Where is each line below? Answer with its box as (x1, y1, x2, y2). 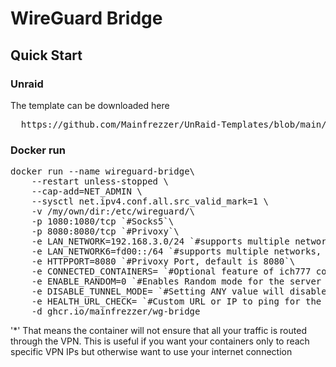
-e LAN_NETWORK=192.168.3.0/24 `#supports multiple (31, 236, 290, 247)
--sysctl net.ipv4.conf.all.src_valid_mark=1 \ (31, 196, 270, 207)
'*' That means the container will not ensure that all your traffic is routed (10, 325, 307, 337)
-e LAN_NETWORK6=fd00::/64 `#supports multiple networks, (31, 246, 322, 257)
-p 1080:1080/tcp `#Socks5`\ (31, 216, 175, 227)
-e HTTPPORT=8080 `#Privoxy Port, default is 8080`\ (31, 256, 296, 267)
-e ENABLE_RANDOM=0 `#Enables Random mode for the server (31, 276, 322, 287)
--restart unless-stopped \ (31, 176, 169, 187)
